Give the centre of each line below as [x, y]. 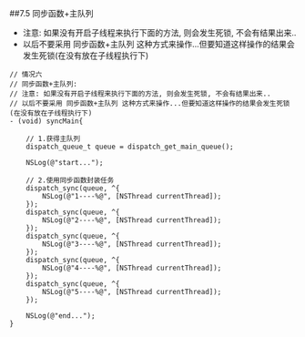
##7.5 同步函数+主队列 [51, 13]
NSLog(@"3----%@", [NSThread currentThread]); [132, 244]
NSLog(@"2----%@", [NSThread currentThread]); [132, 220]
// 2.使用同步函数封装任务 [70, 180]
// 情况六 [26, 75]
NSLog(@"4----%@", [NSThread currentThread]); [132, 268]
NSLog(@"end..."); [61, 316]
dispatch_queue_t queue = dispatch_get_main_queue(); [130, 147]
